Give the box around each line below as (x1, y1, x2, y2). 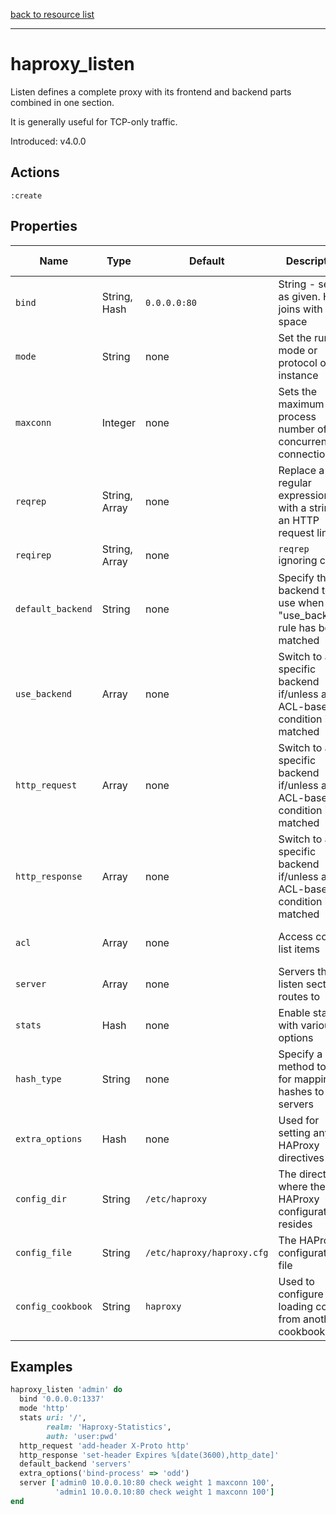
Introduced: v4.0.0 (10, 135, 87, 147)
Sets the (278, 384, 317, 398)
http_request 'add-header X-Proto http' (19, 1440, 190, 1451)
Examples (10, 1358, 73, 1375)
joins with (278, 302, 323, 316)
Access (278, 929, 314, 943)
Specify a (278, 1047, 323, 1061)
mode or (278, 343, 318, 357)
